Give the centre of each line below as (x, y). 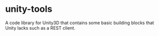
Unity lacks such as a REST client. (40, 28)
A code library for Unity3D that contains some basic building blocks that (80, 23)
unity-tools (29, 9)
